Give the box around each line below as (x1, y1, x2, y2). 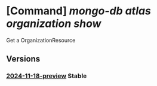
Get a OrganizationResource (6, 36, 76, 44)
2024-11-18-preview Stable (6, 72, 87, 80)
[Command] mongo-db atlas (6, 4, 151, 18)
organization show (6, 17, 101, 30)
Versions (6, 54, 41, 64)
